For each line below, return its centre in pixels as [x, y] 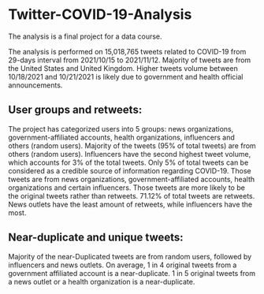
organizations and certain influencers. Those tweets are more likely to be [127, 188]
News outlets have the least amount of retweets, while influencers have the [130, 204]
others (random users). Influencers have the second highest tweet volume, [130, 154]
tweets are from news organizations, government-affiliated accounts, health [131, 179]
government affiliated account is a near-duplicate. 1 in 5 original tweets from [132, 273]
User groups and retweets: [75, 110]
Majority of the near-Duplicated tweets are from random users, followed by [130, 256]
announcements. [35, 85]
